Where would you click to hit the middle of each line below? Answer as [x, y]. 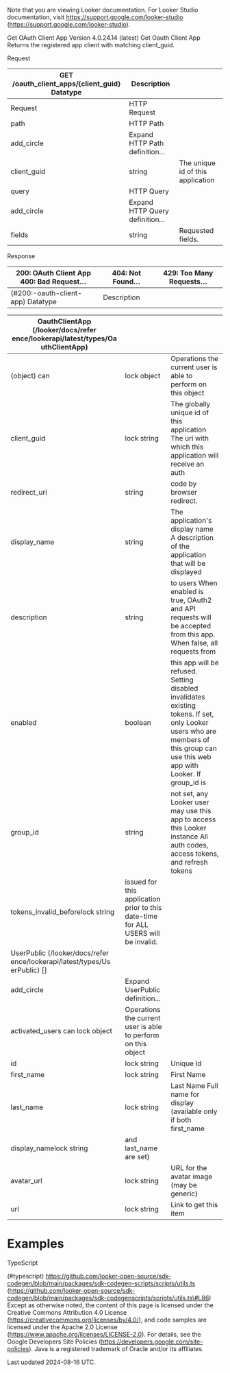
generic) [184, 1193]
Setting [182, 680]
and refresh [189, 862]
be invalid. [141, 942]
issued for [141, 882]
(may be [184, 1185]
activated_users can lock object [62, 1031]
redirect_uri [29, 492]
